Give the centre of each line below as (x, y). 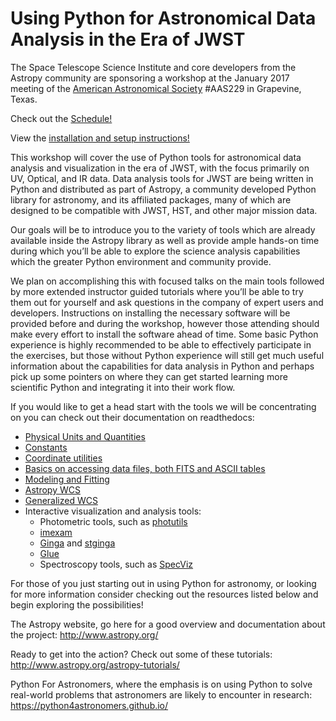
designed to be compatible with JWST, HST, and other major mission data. (164, 210)
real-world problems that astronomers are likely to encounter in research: (161, 694)
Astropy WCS (52, 489)
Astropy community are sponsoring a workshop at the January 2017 (150, 78)
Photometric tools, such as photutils (113, 521)
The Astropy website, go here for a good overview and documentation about (168, 624)
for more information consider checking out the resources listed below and (164, 594)
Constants (46, 447)
